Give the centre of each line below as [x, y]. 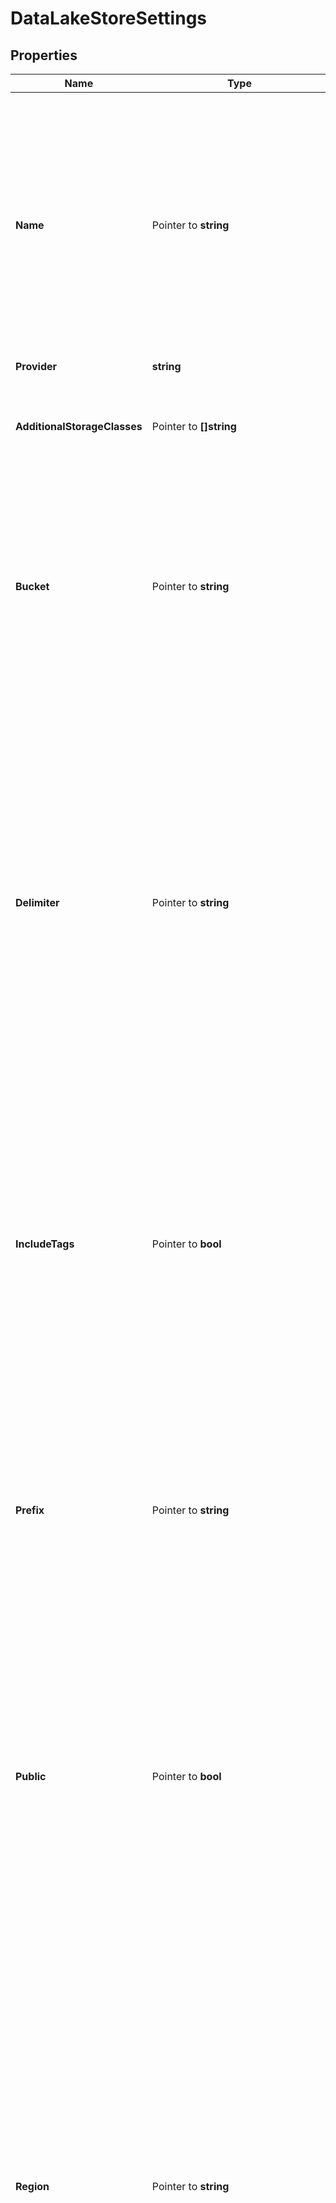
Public [31, 1776]
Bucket [32, 586]
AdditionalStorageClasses [79, 426]
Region [32, 2186]
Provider [36, 366]
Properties [44, 55]
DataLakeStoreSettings [109, 18]
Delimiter [37, 902]
